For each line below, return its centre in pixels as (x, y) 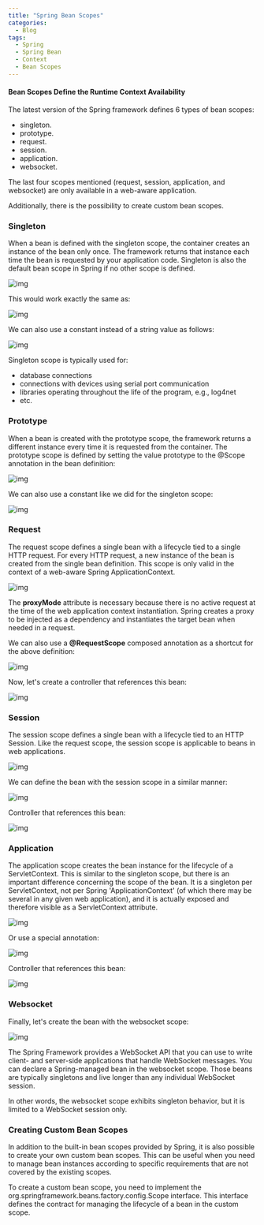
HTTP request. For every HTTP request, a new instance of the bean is (121, 555)
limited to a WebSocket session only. (68, 1109)
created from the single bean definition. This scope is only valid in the (121, 563)
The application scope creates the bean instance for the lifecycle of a (121, 865)
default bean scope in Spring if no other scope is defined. (102, 268)
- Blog (26, 30)
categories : (28, 23)
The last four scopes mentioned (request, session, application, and (117, 181)
